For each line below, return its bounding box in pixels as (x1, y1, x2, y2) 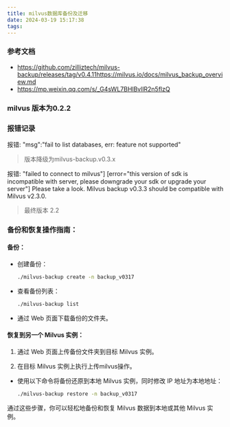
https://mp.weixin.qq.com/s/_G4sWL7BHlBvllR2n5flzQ (16, 85, 170, 93)
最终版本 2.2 (23, 206, 60, 214)
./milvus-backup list (16, 300, 79, 307)
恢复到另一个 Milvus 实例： (7, 331, 84, 339)
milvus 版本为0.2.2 (7, 103, 71, 113)
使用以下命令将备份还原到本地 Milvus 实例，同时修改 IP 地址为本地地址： (16, 376, 223, 385)
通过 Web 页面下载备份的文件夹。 (16, 314, 112, 322)
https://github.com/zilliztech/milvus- (16, 63, 120, 71)
